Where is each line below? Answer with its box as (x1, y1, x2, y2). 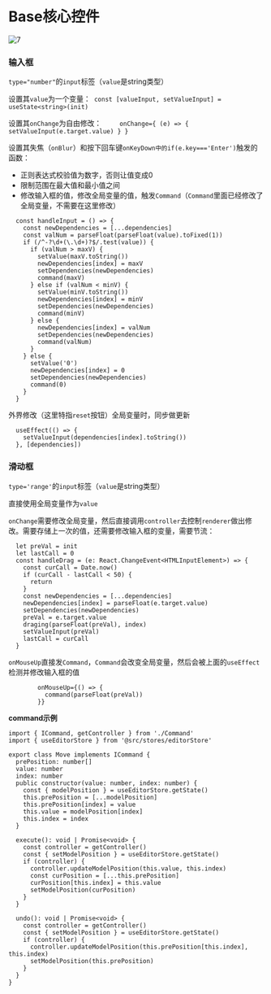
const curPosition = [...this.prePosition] (29, 871, 180, 879)
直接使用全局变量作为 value (8, 498, 98, 508)
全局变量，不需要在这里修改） (19, 201, 120, 211)
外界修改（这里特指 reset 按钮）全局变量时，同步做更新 (8, 410, 191, 420)
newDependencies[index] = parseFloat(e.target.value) (23, 599, 209, 607)
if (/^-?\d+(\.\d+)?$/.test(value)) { (23, 238, 154, 246)
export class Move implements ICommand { (8, 750, 151, 759)
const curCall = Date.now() (23, 563, 118, 572)
